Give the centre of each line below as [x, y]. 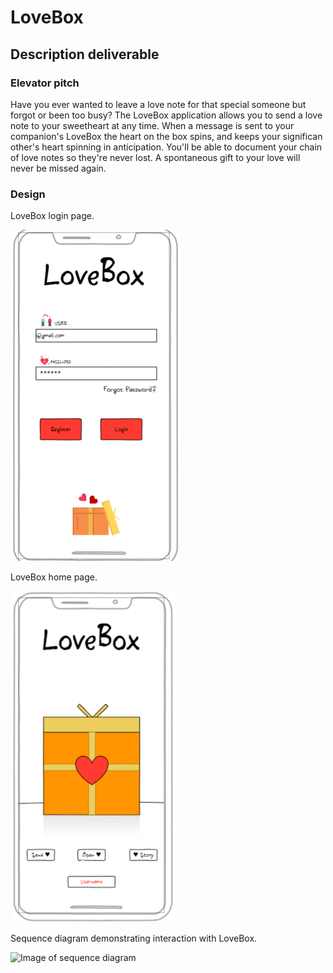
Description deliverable [85, 54]
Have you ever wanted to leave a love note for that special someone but [158, 104]
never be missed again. [58, 168]
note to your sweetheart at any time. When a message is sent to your [152, 125]
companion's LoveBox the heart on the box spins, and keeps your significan [166, 136]
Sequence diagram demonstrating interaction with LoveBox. [134, 938]
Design [28, 194]
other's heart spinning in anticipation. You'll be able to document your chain [166, 147]
